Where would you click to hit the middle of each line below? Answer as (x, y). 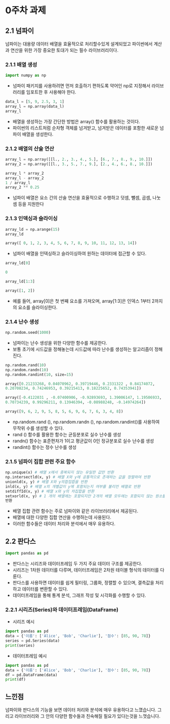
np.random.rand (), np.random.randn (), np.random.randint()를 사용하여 (86, 422)
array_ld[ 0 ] (18, 263)
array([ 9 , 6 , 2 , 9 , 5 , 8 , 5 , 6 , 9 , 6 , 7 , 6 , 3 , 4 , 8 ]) (64, 411)
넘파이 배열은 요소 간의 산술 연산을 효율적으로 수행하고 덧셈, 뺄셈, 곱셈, (82, 198)
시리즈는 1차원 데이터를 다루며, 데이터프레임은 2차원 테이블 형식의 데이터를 (86, 570)
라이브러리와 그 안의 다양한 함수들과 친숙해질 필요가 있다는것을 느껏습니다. (88, 716)
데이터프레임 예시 (30, 656)
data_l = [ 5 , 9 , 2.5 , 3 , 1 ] (35, 102)
